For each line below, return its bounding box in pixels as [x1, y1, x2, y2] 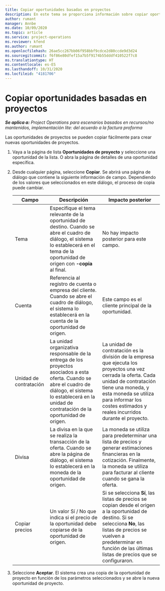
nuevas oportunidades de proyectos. [5, 139, 80, 145]
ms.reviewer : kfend [5, 39, 45, 44]
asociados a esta [50, 368, 89, 375]
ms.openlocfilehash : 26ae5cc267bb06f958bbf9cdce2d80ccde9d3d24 [5, 48, 137, 53]
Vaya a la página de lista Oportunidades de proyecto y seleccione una [12, 149, 156, 155]
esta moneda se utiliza [102, 390, 154, 397]
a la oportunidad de [102, 508, 147, 515]
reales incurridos [102, 409, 141, 416]
